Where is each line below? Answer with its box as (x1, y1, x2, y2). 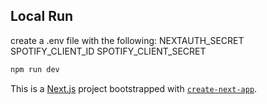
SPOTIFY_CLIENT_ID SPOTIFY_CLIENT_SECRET (10, 45, 207, 57)
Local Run (10, 8, 74, 25)
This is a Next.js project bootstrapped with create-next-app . (10, 82, 258, 94)
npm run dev (10, 64, 60, 74)
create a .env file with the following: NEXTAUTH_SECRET (10, 34, 245, 46)
